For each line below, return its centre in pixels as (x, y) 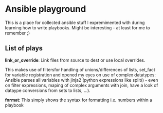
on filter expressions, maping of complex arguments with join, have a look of (81, 85)
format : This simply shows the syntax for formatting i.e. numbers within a (79, 100)
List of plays (24, 48)
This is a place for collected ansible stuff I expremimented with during (75, 23)
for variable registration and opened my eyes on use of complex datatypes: (80, 75)
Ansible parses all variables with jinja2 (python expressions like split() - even (81, 80)
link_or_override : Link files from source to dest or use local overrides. (75, 60)
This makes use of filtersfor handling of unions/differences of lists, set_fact (80, 69)
